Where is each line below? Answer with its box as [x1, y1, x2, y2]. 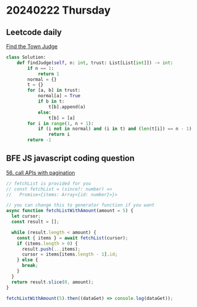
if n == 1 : [27, 65, 54, 71]
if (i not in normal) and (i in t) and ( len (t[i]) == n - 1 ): [37, 126, 195, 132]
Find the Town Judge [6, 43, 58, 50]
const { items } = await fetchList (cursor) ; [17, 235, 128, 241]
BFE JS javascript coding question [6, 153, 135, 164]
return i [48, 132, 70, 137]
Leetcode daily [6, 27, 62, 37]
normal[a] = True [37, 93, 81, 99]
